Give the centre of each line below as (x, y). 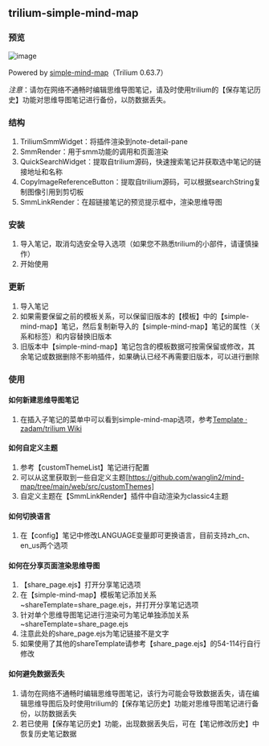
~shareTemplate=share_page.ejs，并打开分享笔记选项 (109, 605)
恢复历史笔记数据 (48, 733)
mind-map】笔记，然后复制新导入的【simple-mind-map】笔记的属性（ (137, 326)
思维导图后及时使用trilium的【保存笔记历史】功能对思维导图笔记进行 (139, 703)
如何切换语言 (29, 516)
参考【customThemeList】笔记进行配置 (85, 467)
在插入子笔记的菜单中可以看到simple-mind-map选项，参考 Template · (133, 419)
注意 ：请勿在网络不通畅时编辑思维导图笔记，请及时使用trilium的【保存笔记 (131, 89)
